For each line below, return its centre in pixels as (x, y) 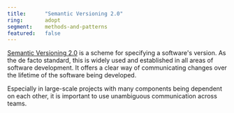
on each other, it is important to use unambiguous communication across (112, 96)
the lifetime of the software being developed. (72, 75)
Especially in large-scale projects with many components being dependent (115, 89)
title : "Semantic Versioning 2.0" (65, 14)
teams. (17, 104)
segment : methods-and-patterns (58, 27)
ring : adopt (34, 20)
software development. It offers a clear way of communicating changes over (117, 68)
